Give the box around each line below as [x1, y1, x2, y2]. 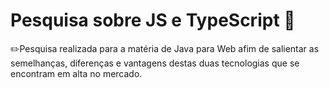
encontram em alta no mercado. [10, 67, 143, 79]
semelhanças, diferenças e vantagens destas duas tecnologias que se [10, 57, 300, 69]
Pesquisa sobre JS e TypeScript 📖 [10, 9, 296, 32]
